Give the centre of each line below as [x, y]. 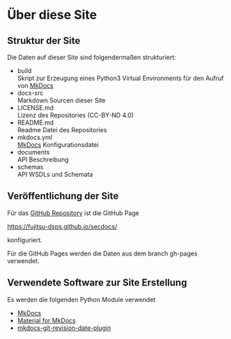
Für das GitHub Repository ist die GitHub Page [74, 213]
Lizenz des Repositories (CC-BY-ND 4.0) [75, 115]
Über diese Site [52, 15]
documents [33, 152]
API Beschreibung [43, 159]
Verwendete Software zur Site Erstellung [97, 283]
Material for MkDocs [46, 320]
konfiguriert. [25, 239]
